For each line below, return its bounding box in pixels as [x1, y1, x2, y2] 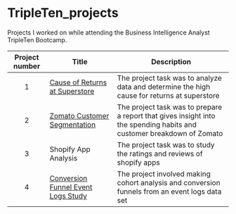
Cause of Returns [49, 77, 107, 87]
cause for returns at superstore [117, 90, 220, 100]
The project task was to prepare [117, 102, 223, 112]
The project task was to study [117, 139, 216, 149]
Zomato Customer [49, 111, 110, 120]
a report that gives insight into [117, 111, 216, 120]
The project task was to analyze [117, 73, 223, 82]
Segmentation [49, 120, 96, 130]
